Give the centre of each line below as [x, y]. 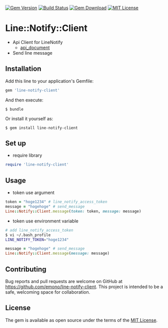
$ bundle [14, 109]
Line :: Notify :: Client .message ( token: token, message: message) [73, 211]
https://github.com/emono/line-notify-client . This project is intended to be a [84, 287]
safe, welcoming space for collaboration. [48, 292]
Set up [16, 143]
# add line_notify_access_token [39, 230]
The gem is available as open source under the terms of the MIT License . [81, 320]
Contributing [26, 269]
